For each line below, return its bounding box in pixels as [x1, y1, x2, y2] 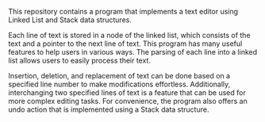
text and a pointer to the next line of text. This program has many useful [8, 39, 243, 48]
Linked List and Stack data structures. [8, 15, 132, 25]
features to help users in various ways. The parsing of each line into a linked [8, 48, 258, 56]
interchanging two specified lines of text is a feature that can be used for [8, 88, 246, 97]
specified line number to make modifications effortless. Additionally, [8, 79, 231, 89]
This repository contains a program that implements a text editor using [8, 7, 239, 16]
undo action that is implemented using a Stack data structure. [8, 105, 209, 114]
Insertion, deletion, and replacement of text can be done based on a [8, 71, 231, 80]
